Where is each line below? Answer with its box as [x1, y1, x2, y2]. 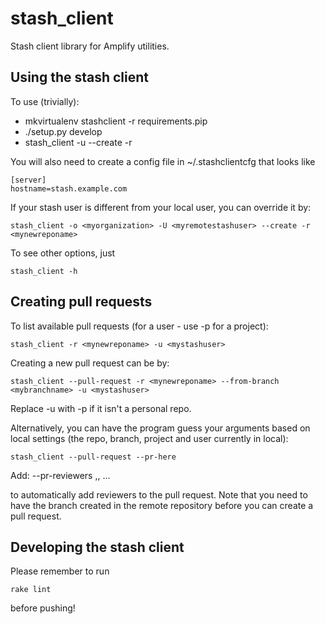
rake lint [10, 585, 52, 595]
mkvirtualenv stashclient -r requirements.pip [24, 115, 208, 127]
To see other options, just [10, 247, 116, 259]
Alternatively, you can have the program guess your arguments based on [10, 422, 311, 434]
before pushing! [10, 602, 76, 614]
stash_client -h [10, 266, 78, 276]
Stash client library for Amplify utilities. [10, 40, 170, 52]
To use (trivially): [10, 95, 80, 107]
